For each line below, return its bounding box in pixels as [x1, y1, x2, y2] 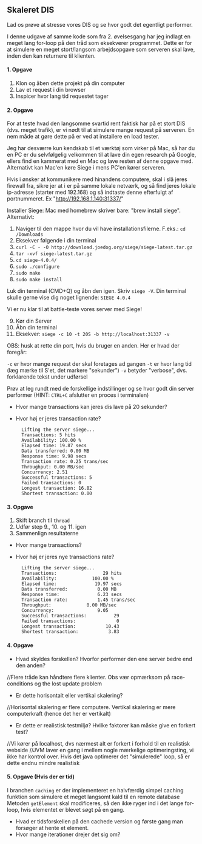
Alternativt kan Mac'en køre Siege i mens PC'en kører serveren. [7, 164, 166, 171]
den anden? [15, 662, 46, 669]
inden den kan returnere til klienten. [7, 52, 96, 60]
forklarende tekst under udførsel [7, 373, 88, 380]
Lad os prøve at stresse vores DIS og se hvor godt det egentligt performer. [7, 21, 193, 28]
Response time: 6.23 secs [21, 592, 122, 598]
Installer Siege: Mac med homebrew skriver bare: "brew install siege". [7, 207, 181, 214]
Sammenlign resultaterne [15, 530, 79, 537]
